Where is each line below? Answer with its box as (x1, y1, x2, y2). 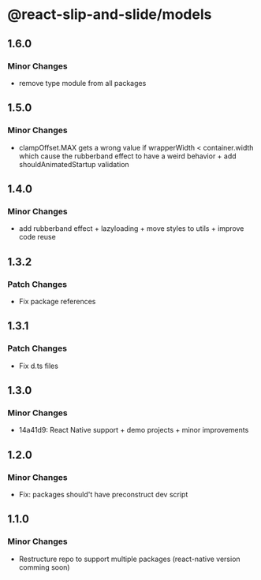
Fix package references (18, 296, 96, 306)
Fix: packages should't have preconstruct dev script (18, 490, 188, 499)
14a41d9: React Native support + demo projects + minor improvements (18, 426, 249, 435)
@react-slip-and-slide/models (7, 6, 212, 24)
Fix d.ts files (18, 361, 58, 370)
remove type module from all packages (18, 78, 147, 87)
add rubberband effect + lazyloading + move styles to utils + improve (18, 224, 244, 233)
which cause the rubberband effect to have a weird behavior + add (18, 151, 237, 161)
